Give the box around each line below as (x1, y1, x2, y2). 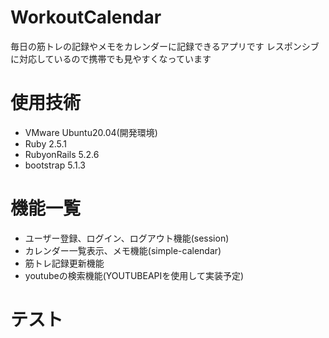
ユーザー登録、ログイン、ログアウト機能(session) (24, 232, 230, 244)
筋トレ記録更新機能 (24, 257, 105, 269)
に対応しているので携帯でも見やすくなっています (10, 52, 212, 65)
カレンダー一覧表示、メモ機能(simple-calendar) (24, 244, 222, 256)
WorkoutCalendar (10, 6, 162, 29)
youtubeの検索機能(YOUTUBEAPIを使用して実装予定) (24, 269, 244, 281)
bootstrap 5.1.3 (24, 159, 86, 171)
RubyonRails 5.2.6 (24, 148, 100, 160)
